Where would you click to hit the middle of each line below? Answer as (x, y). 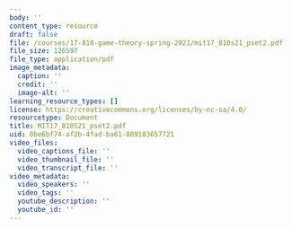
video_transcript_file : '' (68, 168)
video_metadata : (40, 176)
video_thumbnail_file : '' (66, 159)
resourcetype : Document (54, 118)
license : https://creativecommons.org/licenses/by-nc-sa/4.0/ (128, 110)
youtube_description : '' (64, 202)
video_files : (34, 143)
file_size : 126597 (44, 51)
